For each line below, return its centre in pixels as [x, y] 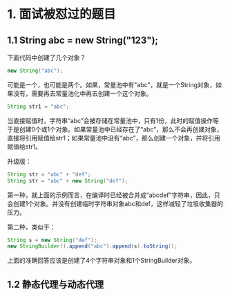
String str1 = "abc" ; [38, 107]
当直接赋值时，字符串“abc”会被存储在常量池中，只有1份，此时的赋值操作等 [113, 120]
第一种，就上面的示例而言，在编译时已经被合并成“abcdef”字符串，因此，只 [114, 195]
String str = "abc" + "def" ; [49, 174]
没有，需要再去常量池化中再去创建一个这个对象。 [83, 93]
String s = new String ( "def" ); [52, 240]
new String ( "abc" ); [35, 71]
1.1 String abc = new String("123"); [83, 40]
